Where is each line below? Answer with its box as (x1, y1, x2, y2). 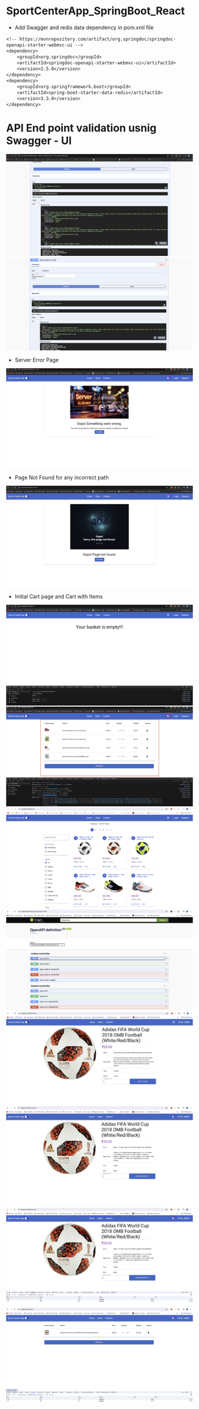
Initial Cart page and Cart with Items (14, 593, 103, 600)
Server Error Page (14, 356, 59, 364)
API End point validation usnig (6, 121, 157, 135)
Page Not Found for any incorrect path (14, 474, 109, 481)
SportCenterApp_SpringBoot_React (6, 4, 185, 18)
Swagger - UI (6, 134, 72, 148)
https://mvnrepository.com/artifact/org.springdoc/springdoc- (19, 36, 176, 42)
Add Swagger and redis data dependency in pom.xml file (14, 24, 154, 31)
